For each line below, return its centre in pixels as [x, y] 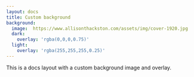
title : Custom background [38, 17]
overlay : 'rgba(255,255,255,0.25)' [61, 51]
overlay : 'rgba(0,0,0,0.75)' [53, 39]
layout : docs [22, 12]
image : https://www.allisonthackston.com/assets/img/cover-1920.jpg [100, 28]
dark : [19, 34]
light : [20, 45]
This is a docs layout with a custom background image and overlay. [89, 67]
